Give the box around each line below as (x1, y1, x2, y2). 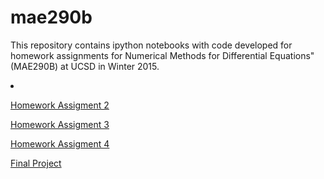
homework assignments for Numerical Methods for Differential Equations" (10, 49, 315, 61)
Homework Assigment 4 (10, 137, 110, 150)
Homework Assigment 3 (10, 118, 110, 130)
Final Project (10, 157, 62, 169)
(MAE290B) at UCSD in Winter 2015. (10, 60, 160, 72)
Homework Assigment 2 (10, 99, 110, 111)
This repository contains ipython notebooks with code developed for (10, 39, 293, 51)
